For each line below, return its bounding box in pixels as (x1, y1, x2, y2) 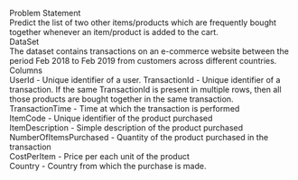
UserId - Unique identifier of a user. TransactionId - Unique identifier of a (9, 75, 281, 85)
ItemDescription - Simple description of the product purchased (9, 122, 244, 133)
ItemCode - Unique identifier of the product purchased (9, 112, 213, 123)
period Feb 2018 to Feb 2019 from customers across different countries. (9, 56, 277, 66)
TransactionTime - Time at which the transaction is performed (9, 103, 240, 113)
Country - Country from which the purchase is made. (9, 161, 207, 171)
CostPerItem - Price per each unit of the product (9, 151, 190, 161)
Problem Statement (9, 8, 81, 18)
